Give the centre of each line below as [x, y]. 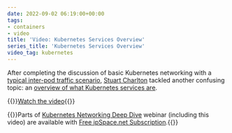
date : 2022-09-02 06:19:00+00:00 [56, 14]
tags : [15, 20]
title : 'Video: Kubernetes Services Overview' [76, 40]
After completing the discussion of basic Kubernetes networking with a [109, 72]
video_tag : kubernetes [40, 53]
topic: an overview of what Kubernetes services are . [82, 87]
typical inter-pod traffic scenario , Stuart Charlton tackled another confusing [116, 80]
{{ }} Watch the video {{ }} [41, 101]
